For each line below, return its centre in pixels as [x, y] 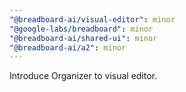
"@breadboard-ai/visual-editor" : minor [92, 19]
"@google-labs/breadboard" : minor [81, 29]
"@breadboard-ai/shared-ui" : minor [83, 38]
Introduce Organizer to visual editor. [83, 76]
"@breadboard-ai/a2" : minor [68, 47]
